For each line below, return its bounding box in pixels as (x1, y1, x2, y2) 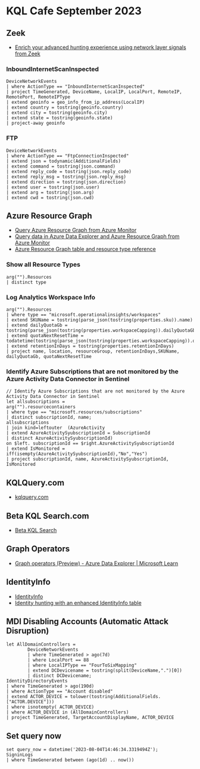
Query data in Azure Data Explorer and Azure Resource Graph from (14, 233, 180, 240)
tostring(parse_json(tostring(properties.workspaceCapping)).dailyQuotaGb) (6, 328, 198, 333)
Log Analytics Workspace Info (6, 293, 96, 301)
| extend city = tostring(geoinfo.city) (6, 110, 108, 116)
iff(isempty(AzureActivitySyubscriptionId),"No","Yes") (6, 451, 148, 457)
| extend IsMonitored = (6, 446, 65, 452)
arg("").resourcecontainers (6, 404, 76, 410)
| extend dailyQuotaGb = (6, 322, 68, 328)
